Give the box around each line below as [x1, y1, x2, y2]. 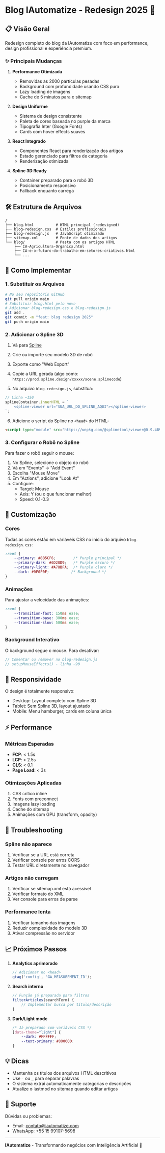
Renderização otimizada [19, 158, 69, 164]
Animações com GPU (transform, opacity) [12, 811, 97, 817]
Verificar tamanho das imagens [12, 920, 76, 926]
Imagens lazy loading [12, 801, 55, 807]
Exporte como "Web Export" [12, 361, 70, 367]
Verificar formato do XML [12, 891, 64, 897]
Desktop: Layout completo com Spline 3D [12, 698, 97, 704]
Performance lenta [5, 908, 51, 915]
